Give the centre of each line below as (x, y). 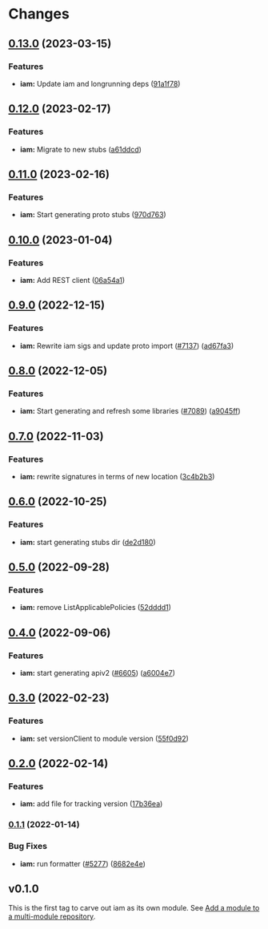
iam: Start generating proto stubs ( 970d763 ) (93, 215)
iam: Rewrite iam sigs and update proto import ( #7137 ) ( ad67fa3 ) (127, 345)
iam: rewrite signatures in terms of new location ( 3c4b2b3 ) (117, 477)
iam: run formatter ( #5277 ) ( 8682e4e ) (83, 863)
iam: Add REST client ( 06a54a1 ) (72, 280)
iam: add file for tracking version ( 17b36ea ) (91, 804)
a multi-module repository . (52, 917)
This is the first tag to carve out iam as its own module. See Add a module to (134, 908)
